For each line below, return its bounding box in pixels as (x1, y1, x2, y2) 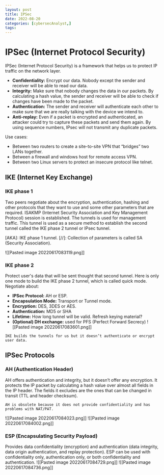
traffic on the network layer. (5, 68, 61, 74)
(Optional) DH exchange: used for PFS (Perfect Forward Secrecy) (12, 319, 146, 325)
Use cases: (5, 134, 28, 140)
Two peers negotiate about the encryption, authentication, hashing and (5, 199, 149, 205)
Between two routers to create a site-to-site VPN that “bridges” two (12, 143, 149, 150)
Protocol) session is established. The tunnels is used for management (5, 214, 146, 221)
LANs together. (12, 149, 43, 155)
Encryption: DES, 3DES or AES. (12, 303, 77, 309)
